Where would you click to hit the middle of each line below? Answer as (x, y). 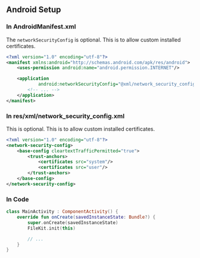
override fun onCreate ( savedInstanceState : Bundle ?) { (86, 217)
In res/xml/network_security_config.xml (65, 116)
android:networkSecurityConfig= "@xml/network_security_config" (118, 84)
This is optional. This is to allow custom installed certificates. (81, 129)
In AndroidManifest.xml (41, 27)
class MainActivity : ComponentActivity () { (62, 212)
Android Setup (34, 10)
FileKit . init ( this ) (52, 228)
